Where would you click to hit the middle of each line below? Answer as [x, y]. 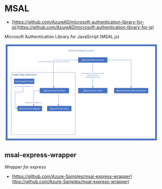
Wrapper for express [25, 167]
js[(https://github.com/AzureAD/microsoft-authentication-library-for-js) [83, 27]
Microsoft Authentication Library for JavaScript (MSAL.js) [62, 37]
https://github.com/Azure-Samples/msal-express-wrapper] [73, 176]
